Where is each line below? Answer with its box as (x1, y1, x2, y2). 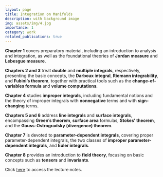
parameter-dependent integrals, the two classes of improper (5, 137, 127, 143)
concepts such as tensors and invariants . (5, 157, 90, 163)
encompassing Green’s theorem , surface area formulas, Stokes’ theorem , (5, 118, 155, 123)
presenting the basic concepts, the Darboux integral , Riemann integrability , (5, 73, 159, 79)
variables (5, 83, 24, 89)
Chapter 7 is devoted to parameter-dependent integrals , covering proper (5, 132, 154, 138)
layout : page (5, 7, 32, 12)
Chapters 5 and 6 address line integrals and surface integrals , (5, 112, 132, 118)
